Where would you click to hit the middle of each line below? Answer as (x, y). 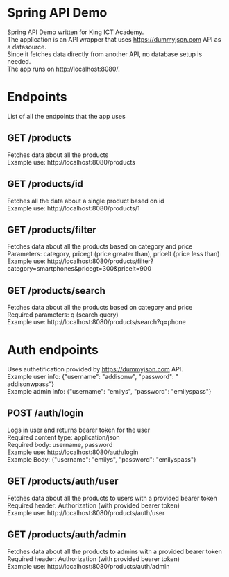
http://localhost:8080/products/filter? (101, 261)
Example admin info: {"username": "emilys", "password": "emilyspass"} (109, 392)
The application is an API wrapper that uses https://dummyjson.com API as (114, 39)
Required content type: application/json (63, 437)
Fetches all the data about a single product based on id (86, 201)
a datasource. (27, 47)
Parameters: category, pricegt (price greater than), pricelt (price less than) (113, 254)
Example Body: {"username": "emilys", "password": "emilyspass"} (102, 459)
